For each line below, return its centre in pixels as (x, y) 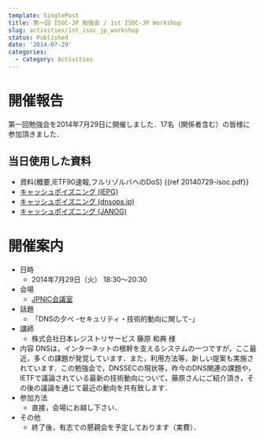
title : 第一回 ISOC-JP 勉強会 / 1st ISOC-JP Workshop (95, 23)
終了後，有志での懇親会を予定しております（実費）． (116, 427)
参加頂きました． (36, 134)
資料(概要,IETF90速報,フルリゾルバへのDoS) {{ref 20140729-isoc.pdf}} (134, 181)
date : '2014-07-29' (40, 45)
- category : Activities (54, 60)
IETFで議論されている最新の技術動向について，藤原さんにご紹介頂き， (133, 378)
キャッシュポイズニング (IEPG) (69, 192)
